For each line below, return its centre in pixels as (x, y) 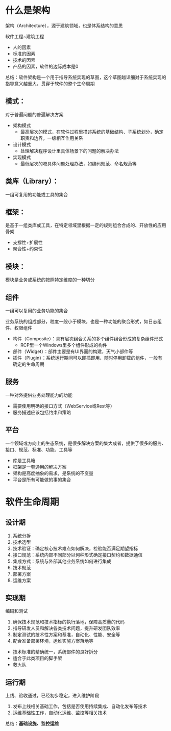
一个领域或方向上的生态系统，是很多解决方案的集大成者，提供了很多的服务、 (86, 443)
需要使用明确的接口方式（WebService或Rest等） (64, 406)
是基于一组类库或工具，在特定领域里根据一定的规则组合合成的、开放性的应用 (86, 225)
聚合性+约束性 (28, 249)
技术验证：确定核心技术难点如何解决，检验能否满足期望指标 (75, 548)
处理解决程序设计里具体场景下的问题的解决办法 (69, 150)
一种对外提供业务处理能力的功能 (39, 395)
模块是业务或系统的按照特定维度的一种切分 (50, 280)
